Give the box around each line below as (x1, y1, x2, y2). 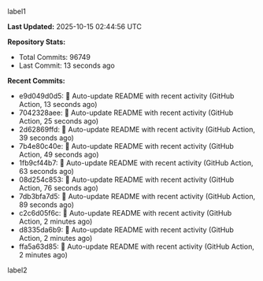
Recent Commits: (7, 76, 65, 85)
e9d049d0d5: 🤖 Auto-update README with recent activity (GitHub (18, 91, 235, 101)
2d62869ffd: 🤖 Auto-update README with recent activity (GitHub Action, (18, 125, 256, 134)
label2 (7, 265, 28, 275)
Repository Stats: (7, 37, 66, 46)
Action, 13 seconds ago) (18, 100, 98, 109)
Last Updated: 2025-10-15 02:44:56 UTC (7, 22, 143, 31)
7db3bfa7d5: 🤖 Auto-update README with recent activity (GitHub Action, (18, 192, 256, 201)
